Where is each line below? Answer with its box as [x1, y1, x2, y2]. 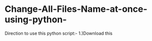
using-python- [4, 14, 67, 25]
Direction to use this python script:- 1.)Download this [4, 30, 113, 36]
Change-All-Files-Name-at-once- [4, 3, 148, 15]
